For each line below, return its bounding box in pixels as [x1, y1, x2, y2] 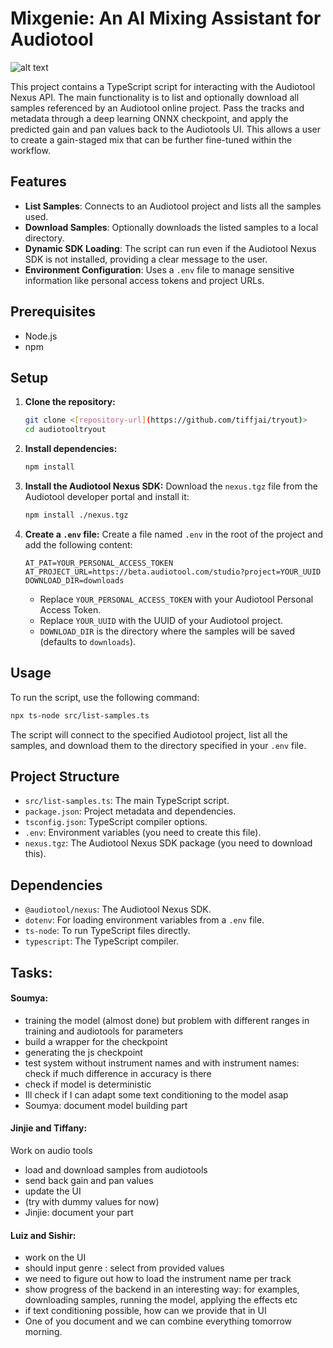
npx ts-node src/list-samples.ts [10, 710, 150, 721]
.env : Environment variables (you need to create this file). [24, 827, 262, 839]
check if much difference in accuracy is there [24, 1067, 212, 1079]
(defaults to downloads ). [39, 635, 137, 647]
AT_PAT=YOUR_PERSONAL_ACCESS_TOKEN [24, 558, 174, 568]
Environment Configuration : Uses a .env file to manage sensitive [24, 263, 295, 276]
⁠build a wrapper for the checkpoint [24, 1035, 168, 1047]
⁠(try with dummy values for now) [24, 1195, 160, 1207]
